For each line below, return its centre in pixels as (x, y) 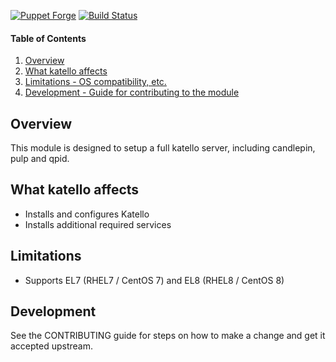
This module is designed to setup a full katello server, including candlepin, (163, 148)
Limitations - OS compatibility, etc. (95, 82)
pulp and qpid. (40, 159)
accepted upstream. (52, 346)
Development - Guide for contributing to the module (132, 92)
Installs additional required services (98, 224)
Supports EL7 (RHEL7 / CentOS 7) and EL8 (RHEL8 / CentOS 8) (154, 280)
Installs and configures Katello (87, 214)
